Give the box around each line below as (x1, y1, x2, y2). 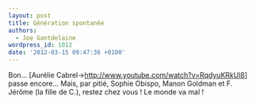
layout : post (8, 11, 52, 20)
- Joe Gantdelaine (15, 33, 77, 42)
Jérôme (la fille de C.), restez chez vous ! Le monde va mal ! (8, 87, 204, 96)
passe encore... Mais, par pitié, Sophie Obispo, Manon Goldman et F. (8, 79, 233, 88)
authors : (8, 26, 37, 34)
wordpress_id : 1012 (8, 41, 73, 49)
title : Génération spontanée (8, 19, 105, 27)
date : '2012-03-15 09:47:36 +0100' (8, 48, 126, 56)
